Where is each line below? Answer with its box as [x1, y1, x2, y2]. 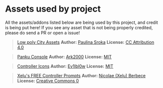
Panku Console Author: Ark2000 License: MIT [17, 53, 112, 59]
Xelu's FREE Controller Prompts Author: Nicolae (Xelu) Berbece [17, 72, 146, 78]
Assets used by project [5, 3, 101, 15]
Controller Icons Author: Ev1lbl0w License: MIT [17, 63, 114, 69]
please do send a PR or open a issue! [5, 30, 80, 35]
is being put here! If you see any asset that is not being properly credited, [5, 24, 153, 30]
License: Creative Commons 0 [17, 78, 79, 84]
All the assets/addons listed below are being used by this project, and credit [5, 19, 158, 25]
